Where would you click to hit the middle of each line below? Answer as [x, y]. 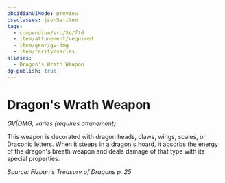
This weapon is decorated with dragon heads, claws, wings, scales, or [106, 137]
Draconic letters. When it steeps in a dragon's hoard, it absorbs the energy [113, 144]
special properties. [34, 159]
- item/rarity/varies [44, 52]
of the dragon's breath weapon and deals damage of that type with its [106, 151]
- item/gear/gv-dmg [41, 45]
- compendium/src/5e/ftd [49, 33]
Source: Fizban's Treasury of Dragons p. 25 [69, 172]
